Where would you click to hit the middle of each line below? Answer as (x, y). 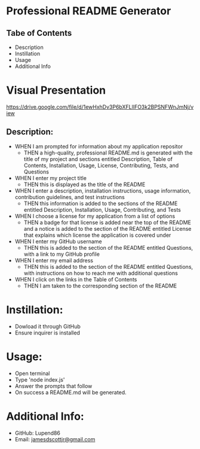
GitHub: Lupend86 (38, 433)
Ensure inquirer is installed (47, 333)
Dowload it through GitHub (47, 326)
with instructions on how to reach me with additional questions (101, 273)
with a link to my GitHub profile (62, 254)
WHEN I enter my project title (50, 178)
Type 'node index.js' (40, 379)
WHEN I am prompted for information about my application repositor (99, 146)
